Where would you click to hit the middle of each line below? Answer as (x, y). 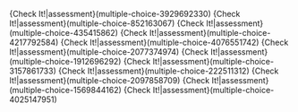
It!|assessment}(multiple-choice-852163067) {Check (106, 23)
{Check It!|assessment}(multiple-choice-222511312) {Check (168, 71)
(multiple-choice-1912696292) (65, 61)
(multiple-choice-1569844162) (66, 90)
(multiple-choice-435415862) (64, 33)
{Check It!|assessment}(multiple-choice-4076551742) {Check (175, 42)
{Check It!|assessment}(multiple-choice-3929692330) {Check (125, 14)
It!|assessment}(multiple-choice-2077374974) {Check (109, 52)
